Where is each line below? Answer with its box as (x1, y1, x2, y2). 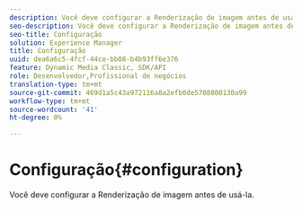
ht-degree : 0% (9, 113, 63, 122)
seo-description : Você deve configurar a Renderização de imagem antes (9, 22, 283, 30)
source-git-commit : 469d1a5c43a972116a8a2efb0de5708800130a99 (9, 88, 247, 97)
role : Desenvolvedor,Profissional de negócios (9, 72, 187, 81)
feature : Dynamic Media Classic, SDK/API (9, 64, 167, 73)
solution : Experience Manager (9, 38, 123, 48)
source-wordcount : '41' (9, 105, 99, 114)
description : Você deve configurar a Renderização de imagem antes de (9, 13, 280, 22)
